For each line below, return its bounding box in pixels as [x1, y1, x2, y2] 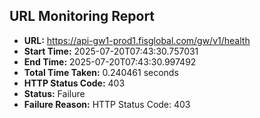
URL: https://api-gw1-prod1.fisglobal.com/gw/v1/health [23, 34, 251, 46]
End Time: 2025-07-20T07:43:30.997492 [23, 55, 197, 68]
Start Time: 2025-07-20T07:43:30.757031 [23, 45, 199, 57]
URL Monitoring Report [9, 8, 156, 25]
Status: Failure [23, 87, 86, 99]
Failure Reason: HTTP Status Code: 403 [23, 98, 191, 110]
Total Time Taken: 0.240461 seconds [23, 66, 179, 78]
